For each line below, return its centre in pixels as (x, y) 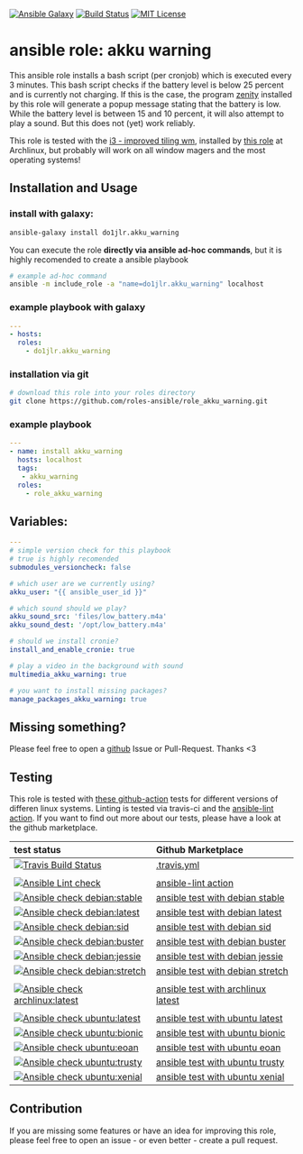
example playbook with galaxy (78, 307)
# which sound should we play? (68, 609)
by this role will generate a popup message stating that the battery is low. (145, 104)
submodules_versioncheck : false (70, 567)
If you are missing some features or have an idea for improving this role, (143, 1131)
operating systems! (45, 160)
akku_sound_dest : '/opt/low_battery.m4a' (88, 625)
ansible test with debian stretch (222, 971)
